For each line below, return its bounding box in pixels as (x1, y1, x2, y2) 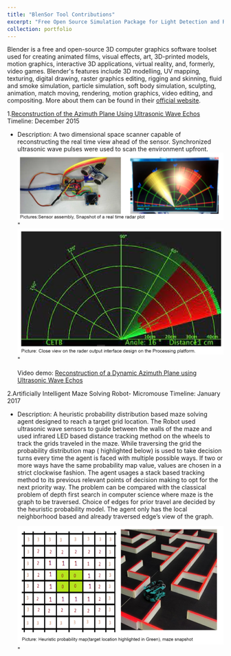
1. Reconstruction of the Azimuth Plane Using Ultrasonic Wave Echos (7, 110, 201, 118)
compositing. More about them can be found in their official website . (7, 96, 201, 105)
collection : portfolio (7, 25, 72, 32)
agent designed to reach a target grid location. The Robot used (16, 417, 196, 426)
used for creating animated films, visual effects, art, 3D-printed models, (7, 52, 210, 61)
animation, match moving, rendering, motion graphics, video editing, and (7, 89, 213, 98)
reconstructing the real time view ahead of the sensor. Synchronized (16, 138, 212, 146)
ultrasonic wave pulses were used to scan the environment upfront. (16, 145, 208, 153)
